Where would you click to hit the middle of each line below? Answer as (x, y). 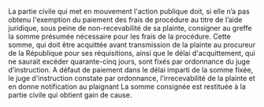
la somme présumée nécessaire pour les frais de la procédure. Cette (119, 36)
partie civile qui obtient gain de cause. (70, 95)
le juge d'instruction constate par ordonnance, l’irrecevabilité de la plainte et (132, 78)
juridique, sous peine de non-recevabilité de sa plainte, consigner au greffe (130, 28)
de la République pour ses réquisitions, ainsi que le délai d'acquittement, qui (132, 53)
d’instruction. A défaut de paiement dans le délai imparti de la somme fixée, (131, 70)
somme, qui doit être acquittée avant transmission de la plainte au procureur (132, 45)
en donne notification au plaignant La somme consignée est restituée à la (127, 87)
